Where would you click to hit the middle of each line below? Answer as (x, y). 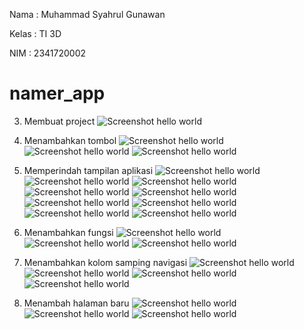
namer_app (57, 93)
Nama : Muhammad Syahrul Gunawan (87, 14)
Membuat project (59, 121)
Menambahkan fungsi (68, 232)
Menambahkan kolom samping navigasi (105, 262)
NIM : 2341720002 (48, 53)
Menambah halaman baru (76, 303)
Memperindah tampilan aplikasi (88, 170)
